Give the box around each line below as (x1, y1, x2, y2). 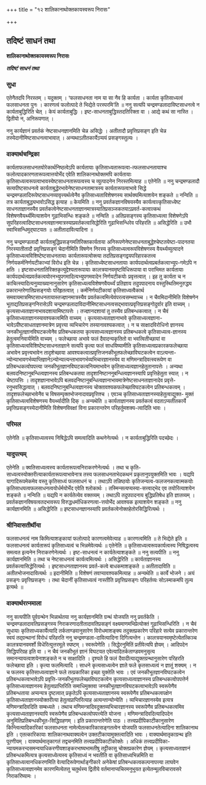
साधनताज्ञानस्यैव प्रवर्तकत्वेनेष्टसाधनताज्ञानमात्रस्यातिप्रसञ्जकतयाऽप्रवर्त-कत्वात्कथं (6, 205, 161, 213)
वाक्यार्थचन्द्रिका (6, 150, 40, 159)
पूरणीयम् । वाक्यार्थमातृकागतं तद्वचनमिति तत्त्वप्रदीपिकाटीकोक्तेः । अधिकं (6, 738, 143, 745)
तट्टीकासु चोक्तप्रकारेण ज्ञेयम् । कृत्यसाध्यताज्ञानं (100, 744, 191, 752)
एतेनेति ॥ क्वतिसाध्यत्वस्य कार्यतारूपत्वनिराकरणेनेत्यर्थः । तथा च (6, 464, 129, 471)
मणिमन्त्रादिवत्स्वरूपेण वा (126, 356, 172, 363)
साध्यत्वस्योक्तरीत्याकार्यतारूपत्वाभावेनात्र (6, 471, 82, 478)
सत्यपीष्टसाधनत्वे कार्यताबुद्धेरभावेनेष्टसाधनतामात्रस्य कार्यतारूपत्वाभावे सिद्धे (6, 184, 146, 192)
